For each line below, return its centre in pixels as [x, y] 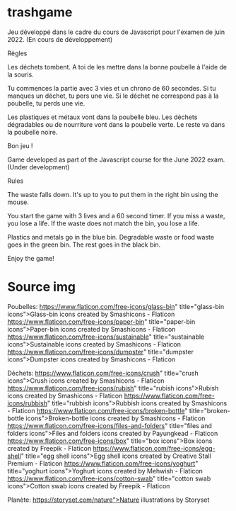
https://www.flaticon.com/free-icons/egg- [154, 448]
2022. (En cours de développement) [60, 39]
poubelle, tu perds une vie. [46, 103]
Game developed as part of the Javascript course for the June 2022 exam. [116, 159]
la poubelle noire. [33, 132]
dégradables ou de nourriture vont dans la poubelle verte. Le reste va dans [116, 124]
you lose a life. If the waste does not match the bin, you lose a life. [104, 223]
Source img [42, 287]
